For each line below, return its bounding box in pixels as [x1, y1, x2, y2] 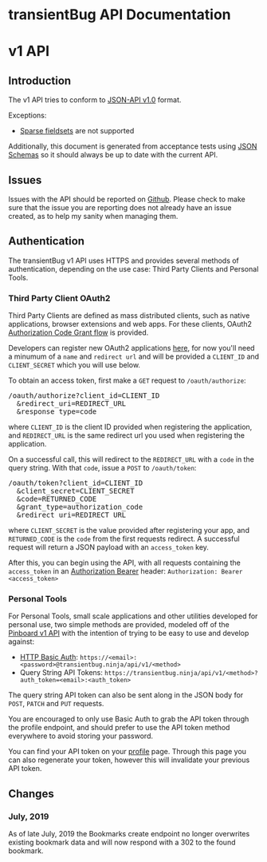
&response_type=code [16, 407, 97, 416]
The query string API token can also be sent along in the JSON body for [8, 690, 244, 700]
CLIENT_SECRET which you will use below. [8, 360, 141, 370]
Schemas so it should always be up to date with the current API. [8, 150, 218, 160]
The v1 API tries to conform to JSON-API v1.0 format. [8, 95, 182, 105]
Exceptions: [8, 110, 47, 121]
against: [8, 637, 34, 646]
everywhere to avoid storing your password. [8, 731, 154, 741]
